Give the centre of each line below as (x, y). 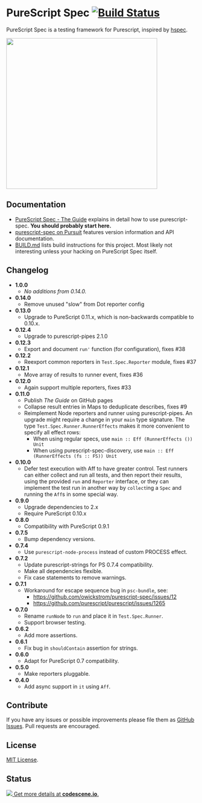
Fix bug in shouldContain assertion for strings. (81, 648)
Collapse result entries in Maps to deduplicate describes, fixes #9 (106, 407)
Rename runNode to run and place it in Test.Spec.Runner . (93, 616)
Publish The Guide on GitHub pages (68, 400)
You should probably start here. (71, 226)
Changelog (27, 271)
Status (19, 779)
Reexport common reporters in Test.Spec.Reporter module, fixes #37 (110, 361)
